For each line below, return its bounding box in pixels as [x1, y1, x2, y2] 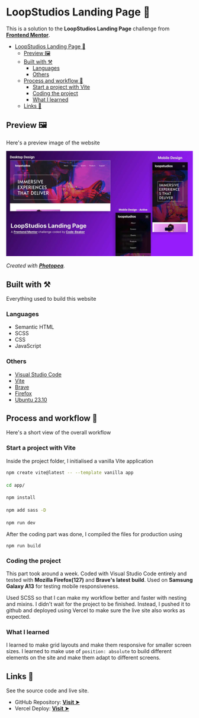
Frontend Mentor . [6, 31, 50, 38]
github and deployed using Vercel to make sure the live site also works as [6, 606, 185, 614]
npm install [6, 495, 36, 501]
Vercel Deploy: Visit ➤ [14, 705, 69, 712]
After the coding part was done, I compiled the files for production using [6, 530, 182, 537]
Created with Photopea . [6, 262, 65, 269]
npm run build [6, 543, 41, 549]
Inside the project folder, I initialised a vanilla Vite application [6, 457, 154, 464]
